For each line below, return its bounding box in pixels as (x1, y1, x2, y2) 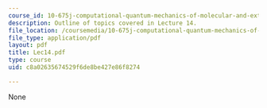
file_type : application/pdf (8, 33, 102, 42)
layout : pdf (8, 41, 48, 49)
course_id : (8, 11, 44, 20)
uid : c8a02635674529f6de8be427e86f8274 (8, 64, 141, 71)
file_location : (8, 26, 59, 34)
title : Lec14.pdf (8, 48, 66, 56)
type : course (8, 56, 52, 64)
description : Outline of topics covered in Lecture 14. (8, 19, 197, 27)
